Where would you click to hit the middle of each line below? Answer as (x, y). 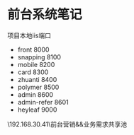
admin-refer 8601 (43, 102)
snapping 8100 (39, 57)
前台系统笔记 (45, 14)
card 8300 (33, 72)
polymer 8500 (38, 87)
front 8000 (33, 49)
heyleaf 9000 (37, 110)
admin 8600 (35, 94)
